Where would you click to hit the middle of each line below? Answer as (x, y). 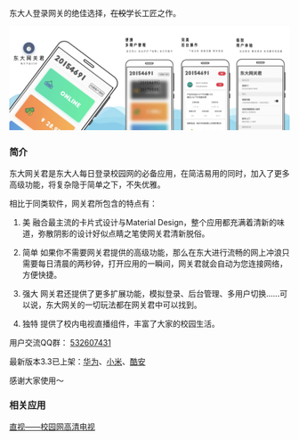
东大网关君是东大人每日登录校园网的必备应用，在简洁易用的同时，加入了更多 (149, 173)
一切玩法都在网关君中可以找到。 (143, 305)
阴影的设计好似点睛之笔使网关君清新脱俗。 (131, 233)
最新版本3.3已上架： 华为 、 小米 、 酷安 (77, 361)
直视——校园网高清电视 (52, 427)
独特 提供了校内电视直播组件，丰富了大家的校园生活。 (121, 323)
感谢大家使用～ (36, 380)
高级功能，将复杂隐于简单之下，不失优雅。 (87, 184)
